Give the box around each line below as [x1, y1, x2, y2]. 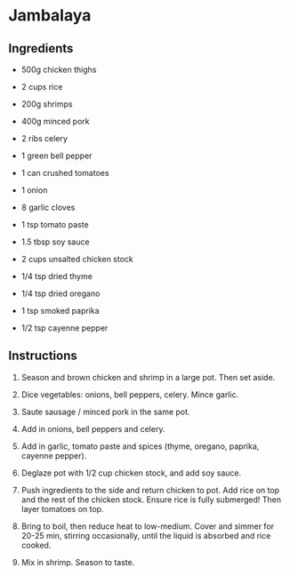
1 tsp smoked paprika [20, 306, 100, 316]
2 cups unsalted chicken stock [20, 254, 134, 264]
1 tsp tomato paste [20, 220, 90, 229]
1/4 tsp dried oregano [20, 288, 101, 299]
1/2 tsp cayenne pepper [20, 323, 109, 333]
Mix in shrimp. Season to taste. [20, 556, 135, 567]
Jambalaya [8, 5, 92, 26]
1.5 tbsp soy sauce [20, 236, 90, 247]
